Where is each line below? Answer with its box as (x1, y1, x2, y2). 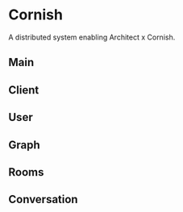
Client (8, 83, 40, 97)
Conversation (8, 193, 78, 206)
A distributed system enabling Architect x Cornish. (8, 32, 176, 42)
